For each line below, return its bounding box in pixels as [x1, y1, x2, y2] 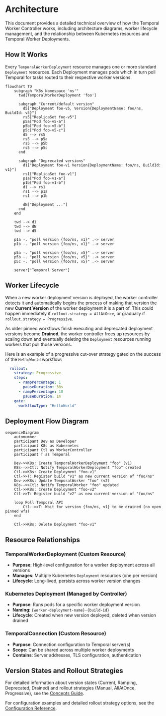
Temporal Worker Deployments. [5, 36, 71, 42]
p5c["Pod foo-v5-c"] [23, 127, 66, 133]
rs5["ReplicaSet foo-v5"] [23, 114, 77, 119]
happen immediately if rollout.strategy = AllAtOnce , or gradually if [5, 310, 145, 316]
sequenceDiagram [5, 430, 39, 435]
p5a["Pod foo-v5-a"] [23, 119, 66, 124]
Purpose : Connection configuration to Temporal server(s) [12, 641, 131, 648]
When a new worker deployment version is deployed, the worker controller [5, 294, 158, 300]
